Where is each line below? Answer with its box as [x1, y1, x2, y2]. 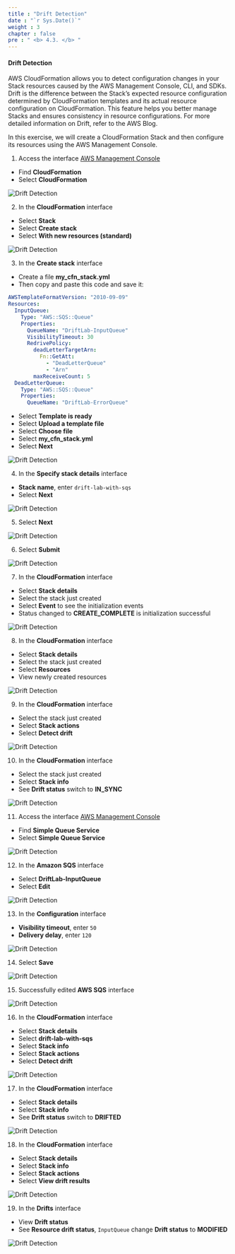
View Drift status [18, 1218, 69, 1226]
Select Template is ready [18, 412, 92, 421]
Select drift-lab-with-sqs [18, 1034, 93, 1043]
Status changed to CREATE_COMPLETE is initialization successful [18, 609, 211, 617]
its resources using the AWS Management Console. [8, 141, 158, 149]
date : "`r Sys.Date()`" [8, 17, 81, 24]
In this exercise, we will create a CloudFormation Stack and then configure [8, 133, 224, 141]
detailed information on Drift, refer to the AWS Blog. [8, 120, 158, 128]
